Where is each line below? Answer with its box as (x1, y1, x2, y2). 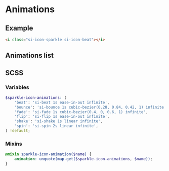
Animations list (5, 51, 54, 60)
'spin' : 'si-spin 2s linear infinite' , (14, 123, 99, 129)
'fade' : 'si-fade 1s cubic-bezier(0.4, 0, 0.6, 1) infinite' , (14, 109, 148, 115)
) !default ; (5, 128, 30, 133)
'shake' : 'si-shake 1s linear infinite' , (14, 119, 103, 124)
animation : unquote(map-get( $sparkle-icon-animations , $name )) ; (14, 156, 153, 162)
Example (5, 24, 33, 32)
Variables (5, 84, 29, 91)
